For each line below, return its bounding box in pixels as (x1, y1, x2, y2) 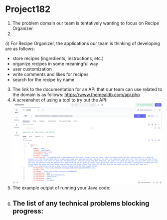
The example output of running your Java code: (12, 184, 111, 190)
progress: (12, 207, 44, 215)
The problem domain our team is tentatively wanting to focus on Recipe (12, 20, 160, 26)
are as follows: (5, 45, 35, 51)
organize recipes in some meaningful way (12, 60, 99, 66)
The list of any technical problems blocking (12, 199, 150, 208)
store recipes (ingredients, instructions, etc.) (12, 55, 104, 61)
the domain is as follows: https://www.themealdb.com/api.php (12, 91, 141, 97)
